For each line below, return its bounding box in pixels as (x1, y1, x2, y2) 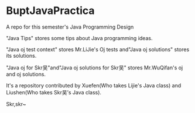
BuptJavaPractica (6, 4, 95, 17)
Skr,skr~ (6, 100, 26, 107)
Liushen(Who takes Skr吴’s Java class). (6, 89, 101, 96)
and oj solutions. (6, 70, 46, 77)
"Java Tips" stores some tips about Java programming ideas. (6, 34, 153, 41)
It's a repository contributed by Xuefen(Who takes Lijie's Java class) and (6, 82, 182, 89)
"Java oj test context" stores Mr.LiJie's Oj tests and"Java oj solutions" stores (6, 45, 190, 53)
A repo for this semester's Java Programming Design (6, 23, 134, 30)
